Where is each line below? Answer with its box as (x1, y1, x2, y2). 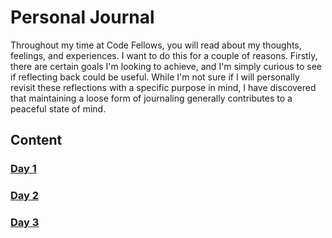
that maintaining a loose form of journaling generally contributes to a (10, 92, 293, 104)
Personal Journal (10, 6, 155, 29)
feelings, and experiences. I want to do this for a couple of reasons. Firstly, (10, 49, 318, 61)
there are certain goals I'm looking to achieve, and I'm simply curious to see (10, 60, 322, 72)
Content (10, 132, 63, 149)
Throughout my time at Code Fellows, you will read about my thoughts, (10, 39, 302, 51)
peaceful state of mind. (10, 102, 107, 115)
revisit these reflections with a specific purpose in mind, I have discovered (10, 81, 317, 93)
